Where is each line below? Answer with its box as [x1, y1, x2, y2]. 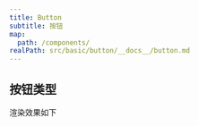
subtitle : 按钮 [9, 21, 64, 30]
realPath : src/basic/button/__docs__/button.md [9, 46, 191, 55]
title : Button [9, 13, 63, 22]
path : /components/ [17, 38, 91, 47]
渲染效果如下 [9, 106, 56, 117]
